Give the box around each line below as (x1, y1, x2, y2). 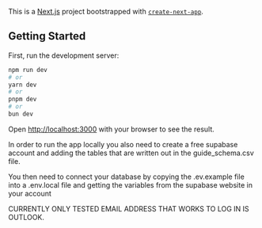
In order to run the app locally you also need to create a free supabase (8, 139, 238, 149)
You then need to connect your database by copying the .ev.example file (8, 172, 245, 181)
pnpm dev (8, 95, 37, 104)
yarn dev (8, 81, 37, 89)
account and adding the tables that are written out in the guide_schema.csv (8, 148, 255, 158)
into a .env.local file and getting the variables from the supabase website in (8, 180, 253, 189)
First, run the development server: (8, 51, 120, 60)
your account (8, 188, 51, 198)
